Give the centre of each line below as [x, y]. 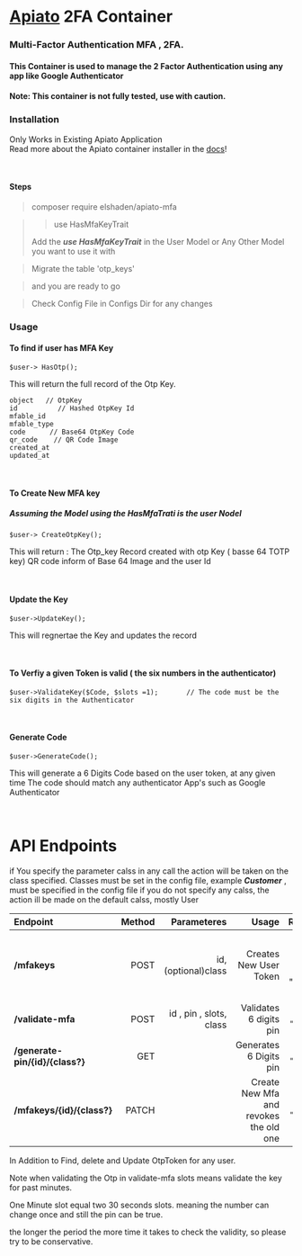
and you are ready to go [76, 286]
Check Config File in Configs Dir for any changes [122, 303]
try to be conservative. [51, 1242]
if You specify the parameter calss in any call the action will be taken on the [149, 871]
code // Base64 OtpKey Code [72, 432]
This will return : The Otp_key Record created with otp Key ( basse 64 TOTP [150, 552]
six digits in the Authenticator [72, 700]
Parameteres [199, 922]
